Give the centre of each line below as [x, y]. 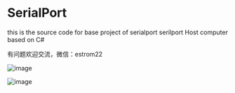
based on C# [26, 39]
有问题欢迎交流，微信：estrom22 [55, 54]
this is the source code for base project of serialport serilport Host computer [117, 32]
